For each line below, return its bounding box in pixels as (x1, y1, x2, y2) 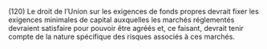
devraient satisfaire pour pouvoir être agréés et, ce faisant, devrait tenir (8, 24, 245, 32)
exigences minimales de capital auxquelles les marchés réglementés (8, 15, 235, 24)
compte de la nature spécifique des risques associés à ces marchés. (8, 32, 235, 41)
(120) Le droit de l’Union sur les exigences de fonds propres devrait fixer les (8, 7, 259, 16)
